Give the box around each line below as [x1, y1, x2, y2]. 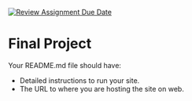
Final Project [8, 35, 92, 52]
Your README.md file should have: [8, 60, 122, 70]
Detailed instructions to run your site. [19, 75, 140, 85]
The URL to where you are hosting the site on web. [19, 84, 185, 93]
